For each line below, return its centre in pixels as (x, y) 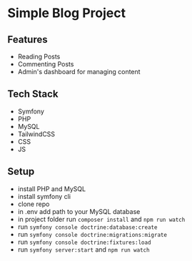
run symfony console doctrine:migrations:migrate (92, 234)
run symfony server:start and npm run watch (84, 249)
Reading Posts (39, 56)
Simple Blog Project (67, 13)
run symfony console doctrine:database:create (87, 227)
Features (27, 40)
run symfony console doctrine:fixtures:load (84, 242)
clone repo (34, 204)
